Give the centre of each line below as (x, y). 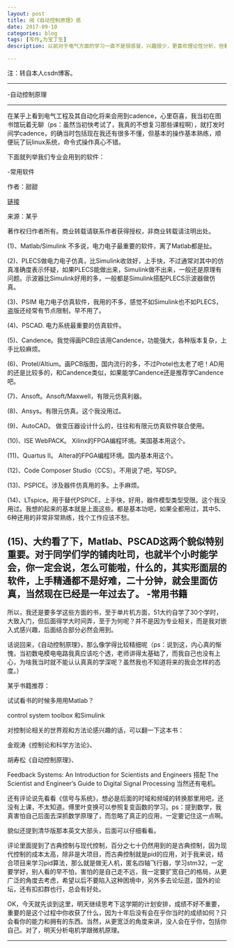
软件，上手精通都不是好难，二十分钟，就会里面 (108, 581)
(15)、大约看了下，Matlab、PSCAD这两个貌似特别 (116, 542)
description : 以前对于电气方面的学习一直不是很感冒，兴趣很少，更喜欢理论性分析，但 (116, 46)
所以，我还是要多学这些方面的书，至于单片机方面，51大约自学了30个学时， (115, 612)
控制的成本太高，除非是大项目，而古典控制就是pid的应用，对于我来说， (115, 854)
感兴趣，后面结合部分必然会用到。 (68, 629)
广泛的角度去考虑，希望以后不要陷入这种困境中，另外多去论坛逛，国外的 (111, 880)
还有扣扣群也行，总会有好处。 (62, 889)
